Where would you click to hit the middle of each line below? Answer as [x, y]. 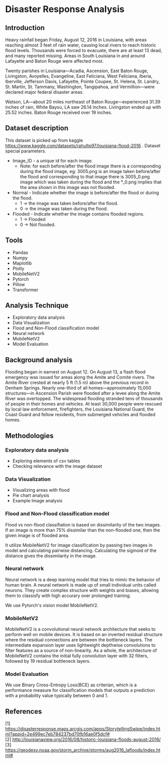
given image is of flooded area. [37, 535]
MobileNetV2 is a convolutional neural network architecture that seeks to [80, 629]
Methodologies [29, 435]
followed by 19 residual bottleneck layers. [48, 661]
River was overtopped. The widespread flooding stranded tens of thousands [84, 399]
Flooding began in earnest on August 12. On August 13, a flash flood [75, 372]
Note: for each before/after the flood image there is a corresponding [91, 166]
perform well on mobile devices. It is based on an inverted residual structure [84, 635]
